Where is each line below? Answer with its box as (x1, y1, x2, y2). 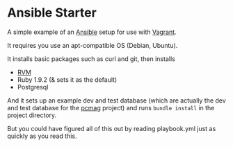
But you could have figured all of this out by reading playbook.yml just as (7, 124, 216, 132)
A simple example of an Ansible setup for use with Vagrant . (7, 28, 177, 36)
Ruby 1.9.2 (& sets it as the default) (17, 75, 118, 84)
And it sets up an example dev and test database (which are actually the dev (7, 96, 226, 105)
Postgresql (17, 83, 49, 91)
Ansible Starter (7, 5, 97, 21)
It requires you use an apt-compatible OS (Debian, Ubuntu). (7, 41, 178, 49)
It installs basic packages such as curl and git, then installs (7, 54, 175, 63)
